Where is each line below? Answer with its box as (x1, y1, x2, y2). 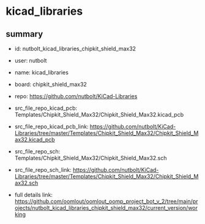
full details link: (14, 191, 53, 198)
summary (6, 29, 43, 39)
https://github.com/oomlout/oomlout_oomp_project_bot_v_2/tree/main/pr (14, 198, 198, 205)
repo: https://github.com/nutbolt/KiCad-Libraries (14, 93, 138, 99)
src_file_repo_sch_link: (14, 166, 72, 173)
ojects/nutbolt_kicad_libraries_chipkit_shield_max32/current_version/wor (14, 204, 198, 211)
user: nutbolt (14, 57, 47, 64)
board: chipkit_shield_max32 (14, 81, 87, 88)
